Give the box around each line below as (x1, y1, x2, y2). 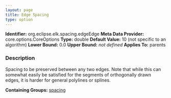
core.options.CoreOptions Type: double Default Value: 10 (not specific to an (5, 36, 166, 42)
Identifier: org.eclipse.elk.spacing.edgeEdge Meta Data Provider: (5, 31, 144, 37)
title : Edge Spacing (5, 12, 50, 17)
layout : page (5, 7, 33, 13)
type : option (5, 17, 33, 22)
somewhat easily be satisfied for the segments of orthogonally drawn (5, 71, 152, 78)
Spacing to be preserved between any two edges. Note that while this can (5, 66, 161, 72)
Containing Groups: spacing (5, 87, 66, 93)
